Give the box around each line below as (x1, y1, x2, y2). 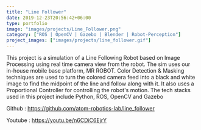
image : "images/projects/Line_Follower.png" (6, 26, 121, 32)
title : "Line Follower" (6, 9, 67, 15)
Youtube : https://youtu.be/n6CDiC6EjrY (6, 117, 107, 124)
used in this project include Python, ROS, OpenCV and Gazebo (6, 93, 163, 100)
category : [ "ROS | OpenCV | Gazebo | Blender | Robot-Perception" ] (6, 32, 182, 38)
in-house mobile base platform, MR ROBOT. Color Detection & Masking (6, 67, 185, 74)
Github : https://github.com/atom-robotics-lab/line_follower (6, 105, 155, 112)
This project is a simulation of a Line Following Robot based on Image (6, 54, 180, 61)
